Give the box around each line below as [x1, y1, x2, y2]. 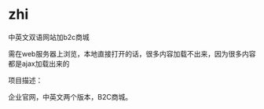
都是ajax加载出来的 [8, 59, 70, 68]
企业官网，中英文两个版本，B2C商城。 [8, 92, 132, 101]
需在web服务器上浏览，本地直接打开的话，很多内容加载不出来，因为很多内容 [8, 49, 256, 58]
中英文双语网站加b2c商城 [8, 32, 90, 42]
